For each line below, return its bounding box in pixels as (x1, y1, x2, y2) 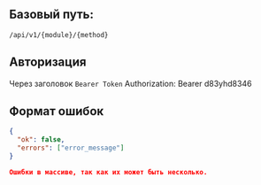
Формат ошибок (9, 104, 104, 119)
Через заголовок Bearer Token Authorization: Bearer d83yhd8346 (9, 78, 252, 89)
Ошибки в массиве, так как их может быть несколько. (9, 167, 208, 176)
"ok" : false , (17, 135, 65, 144)
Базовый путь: (9, 7, 95, 22)
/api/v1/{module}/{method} (9, 30, 109, 39)
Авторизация (9, 55, 87, 70)
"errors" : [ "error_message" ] (17, 143, 125, 153)
